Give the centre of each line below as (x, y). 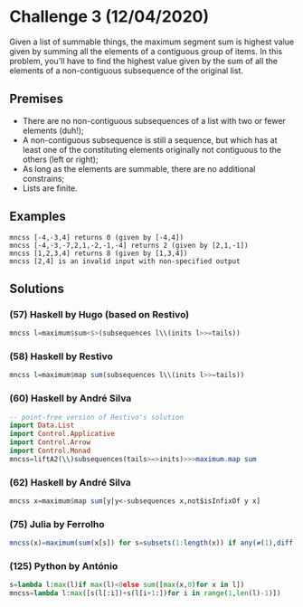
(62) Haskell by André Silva (70, 482)
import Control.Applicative (62, 434)
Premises (37, 99)
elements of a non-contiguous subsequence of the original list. (127, 71)
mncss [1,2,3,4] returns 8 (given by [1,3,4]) (99, 253)
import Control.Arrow (50, 442)
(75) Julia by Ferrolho (57, 524)
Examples (38, 217)
